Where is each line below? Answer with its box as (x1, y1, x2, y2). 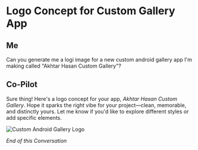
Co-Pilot (6, 79, 37, 90)
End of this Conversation (6, 137, 67, 144)
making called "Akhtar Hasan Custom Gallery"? (6, 62, 122, 69)
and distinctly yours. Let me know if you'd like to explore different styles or (6, 108, 189, 115)
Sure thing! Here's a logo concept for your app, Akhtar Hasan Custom (6, 95, 177, 102)
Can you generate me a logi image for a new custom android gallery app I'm (6, 56, 192, 63)
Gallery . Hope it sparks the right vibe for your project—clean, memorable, (6, 101, 187, 108)
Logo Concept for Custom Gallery (6, 4, 175, 18)
